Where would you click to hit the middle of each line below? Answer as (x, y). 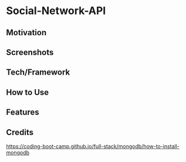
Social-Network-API (56, 11)
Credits (20, 132)
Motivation (26, 33)
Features (23, 112)
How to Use (28, 92)
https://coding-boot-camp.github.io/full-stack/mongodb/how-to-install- (93, 146)
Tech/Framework (38, 72)
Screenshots (30, 52)
